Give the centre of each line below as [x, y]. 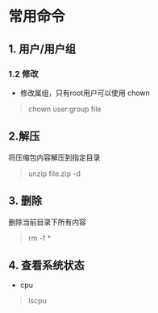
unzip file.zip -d [54, 173]
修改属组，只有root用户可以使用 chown [85, 93]
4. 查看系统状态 [46, 265]
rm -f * [39, 238]
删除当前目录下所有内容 [47, 222]
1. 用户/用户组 [42, 49]
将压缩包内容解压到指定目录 [54, 157]
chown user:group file [64, 109]
